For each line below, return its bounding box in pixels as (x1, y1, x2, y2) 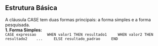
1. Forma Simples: (5, 27, 42, 33)
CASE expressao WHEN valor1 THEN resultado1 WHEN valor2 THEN (5, 32, 154, 37)
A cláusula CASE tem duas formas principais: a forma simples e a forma (5, 16, 151, 22)
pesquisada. (5, 22, 31, 28)
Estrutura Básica (5, 4, 58, 12)
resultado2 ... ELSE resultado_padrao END (5, 36, 118, 41)
